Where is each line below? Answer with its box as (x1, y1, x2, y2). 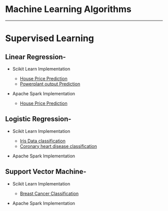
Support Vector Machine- (5, 167, 86, 176)
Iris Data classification (19, 138, 66, 144)
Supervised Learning (5, 33, 94, 44)
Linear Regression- (5, 53, 66, 61)
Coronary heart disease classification (19, 143, 97, 149)
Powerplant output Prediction (19, 81, 80, 87)
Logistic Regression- (5, 115, 71, 123)
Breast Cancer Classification (19, 190, 79, 196)
